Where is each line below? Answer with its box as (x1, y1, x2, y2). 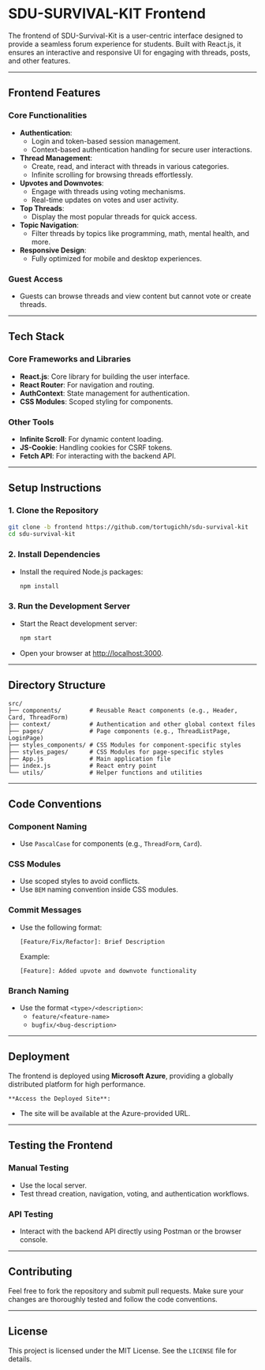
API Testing (8, 1208, 54, 1219)
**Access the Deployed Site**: (8, 1095, 111, 1102)
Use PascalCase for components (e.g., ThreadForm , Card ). (19, 839, 203, 848)
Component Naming (8, 821, 88, 832)
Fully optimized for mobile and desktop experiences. (31, 253, 203, 263)
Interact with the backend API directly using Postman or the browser (19, 1226, 242, 1236)
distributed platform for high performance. (8, 1079, 146, 1089)
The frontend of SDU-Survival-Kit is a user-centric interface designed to (8, 31, 243, 40)
